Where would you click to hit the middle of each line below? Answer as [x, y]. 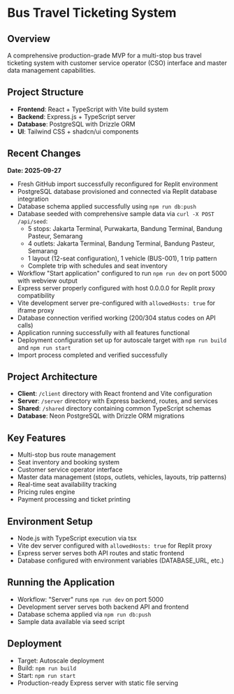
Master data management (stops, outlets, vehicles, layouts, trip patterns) [122, 477]
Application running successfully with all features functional [103, 332]
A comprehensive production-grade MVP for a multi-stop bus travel [105, 55]
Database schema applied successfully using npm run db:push [107, 206]
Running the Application [61, 582]
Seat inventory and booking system [68, 462]
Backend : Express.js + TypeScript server [76, 116]
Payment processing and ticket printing [74, 500]
